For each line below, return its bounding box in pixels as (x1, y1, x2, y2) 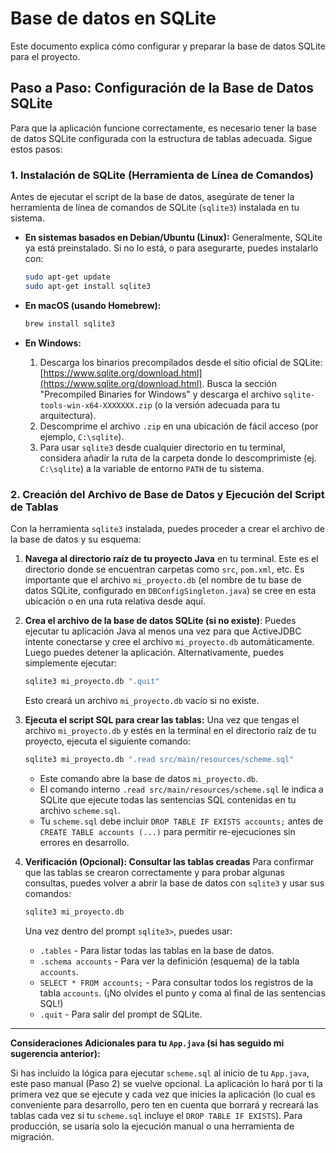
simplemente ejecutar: (24, 657, 118, 669)
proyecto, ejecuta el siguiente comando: (24, 735, 191, 747)
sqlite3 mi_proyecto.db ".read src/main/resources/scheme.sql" (24, 754, 295, 764)
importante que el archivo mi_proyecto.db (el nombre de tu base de (24, 573, 302, 586)
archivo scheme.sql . (39, 804, 121, 816)
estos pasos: (10, 143, 63, 155)
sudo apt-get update (24, 272, 111, 282)
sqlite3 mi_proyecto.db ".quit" (24, 676, 160, 686)
